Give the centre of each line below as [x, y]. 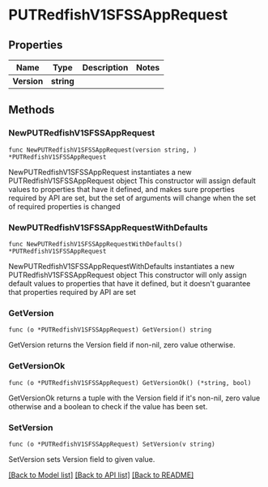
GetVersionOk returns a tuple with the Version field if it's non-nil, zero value [134, 398]
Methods [32, 110]
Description [105, 68]
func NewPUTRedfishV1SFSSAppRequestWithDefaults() [96, 244]
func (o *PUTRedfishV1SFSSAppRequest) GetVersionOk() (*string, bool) [130, 382]
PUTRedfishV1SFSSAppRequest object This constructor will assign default [132, 181]
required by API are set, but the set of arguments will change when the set [132, 198]
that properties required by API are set [72, 292]
